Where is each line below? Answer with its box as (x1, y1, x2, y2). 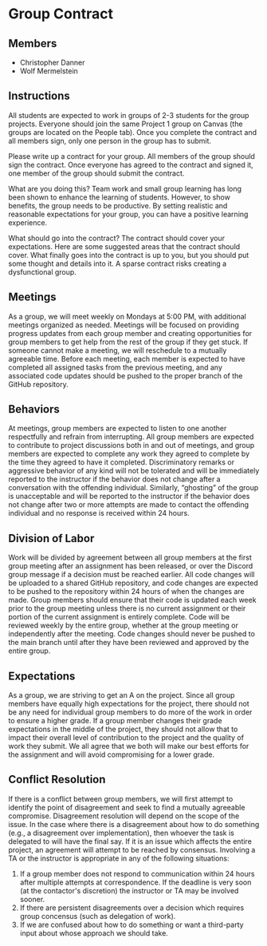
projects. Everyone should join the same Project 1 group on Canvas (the (8, 119, 243, 129)
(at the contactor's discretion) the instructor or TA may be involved (19, 885, 239, 895)
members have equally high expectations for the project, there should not (8, 699, 249, 709)
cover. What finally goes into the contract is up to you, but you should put (8, 250, 249, 259)
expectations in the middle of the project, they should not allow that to (8, 724, 238, 734)
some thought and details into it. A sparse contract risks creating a (8, 259, 227, 268)
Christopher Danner (19, 57, 85, 67)
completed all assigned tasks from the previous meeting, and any (8, 362, 223, 372)
